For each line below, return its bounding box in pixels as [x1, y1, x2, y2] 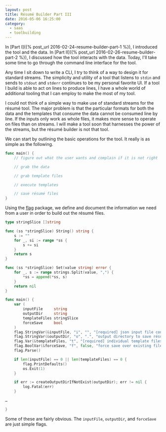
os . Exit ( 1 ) [23, 366, 45, 371]
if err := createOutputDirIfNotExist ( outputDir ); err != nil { [14, 380, 147, 385]
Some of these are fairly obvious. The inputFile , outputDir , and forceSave [5, 416, 157, 422]
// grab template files [14, 173, 63, 179]
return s [14, 251, 32, 257]
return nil [14, 284, 37, 289]
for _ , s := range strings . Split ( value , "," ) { [14, 270, 114, 275]
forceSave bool [23, 320, 63, 325]
